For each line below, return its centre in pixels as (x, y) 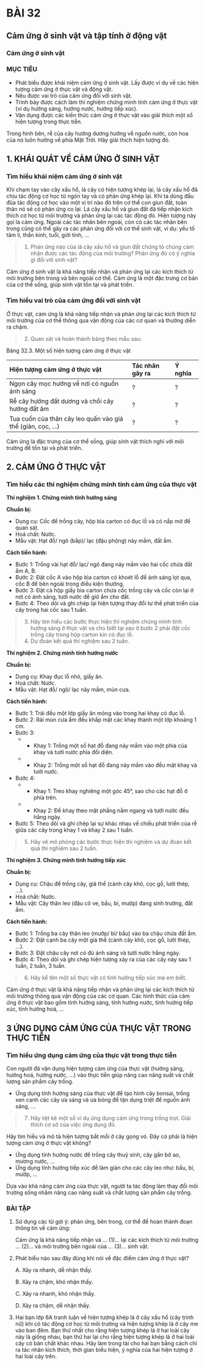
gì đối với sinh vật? (54, 260)
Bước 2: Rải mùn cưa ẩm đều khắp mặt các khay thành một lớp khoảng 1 (106, 720)
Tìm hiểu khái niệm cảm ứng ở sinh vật (64, 176)
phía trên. (45, 797)
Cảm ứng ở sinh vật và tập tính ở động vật (87, 36)
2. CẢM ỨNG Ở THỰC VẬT (56, 467)
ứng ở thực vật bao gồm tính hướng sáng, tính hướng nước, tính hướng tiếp (100, 1003)
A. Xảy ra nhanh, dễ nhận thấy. (54, 1270)
